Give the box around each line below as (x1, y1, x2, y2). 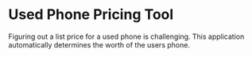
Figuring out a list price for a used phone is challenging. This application (8, 32, 245, 41)
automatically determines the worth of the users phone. (8, 40, 191, 49)
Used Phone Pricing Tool (8, 6, 174, 24)
